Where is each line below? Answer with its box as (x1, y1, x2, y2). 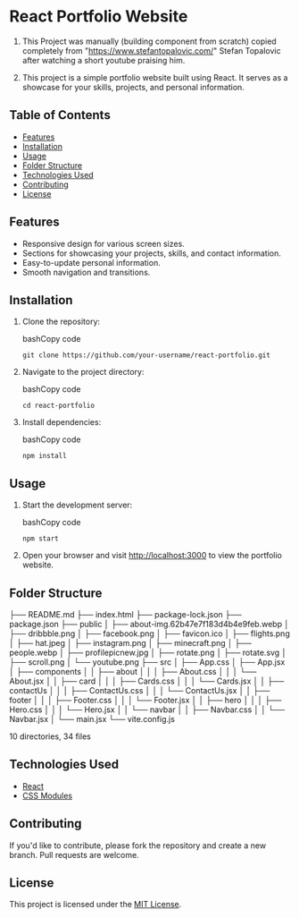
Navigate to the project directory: (21, 367, 145, 378)
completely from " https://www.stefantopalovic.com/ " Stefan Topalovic (21, 45, 281, 55)
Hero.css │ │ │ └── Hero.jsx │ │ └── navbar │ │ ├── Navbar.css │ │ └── (9, 704, 286, 715)
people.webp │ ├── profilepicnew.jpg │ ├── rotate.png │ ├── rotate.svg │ (9, 647, 287, 658)
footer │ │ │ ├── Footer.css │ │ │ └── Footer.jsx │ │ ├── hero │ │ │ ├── (9, 695, 282, 705)
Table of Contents (9, 107, 112, 123)
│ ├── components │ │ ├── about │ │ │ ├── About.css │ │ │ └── (9, 667, 257, 676)
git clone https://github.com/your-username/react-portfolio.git (21, 351, 270, 360)
